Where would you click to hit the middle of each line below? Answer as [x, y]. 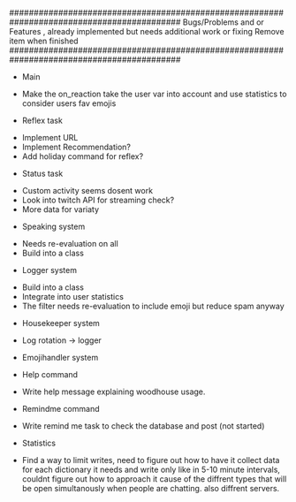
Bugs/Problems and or [224, 22]
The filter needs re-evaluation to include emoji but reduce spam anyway [153, 306]
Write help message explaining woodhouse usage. [114, 392]
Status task [42, 173]
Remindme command [61, 409]
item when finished [44, 41]
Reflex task [42, 120]
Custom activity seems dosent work [87, 190]
